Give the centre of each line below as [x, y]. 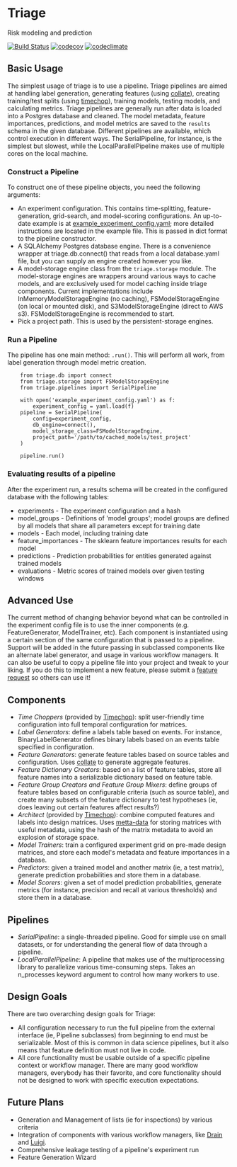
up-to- [212, 216]
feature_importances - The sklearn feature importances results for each [122, 540]
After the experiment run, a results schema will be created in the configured [118, 489]
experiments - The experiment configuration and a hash [99, 511]
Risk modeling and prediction [50, 33]
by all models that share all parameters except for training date [109, 525]
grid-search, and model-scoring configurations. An [127, 216]
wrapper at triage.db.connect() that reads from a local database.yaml [118, 254]
